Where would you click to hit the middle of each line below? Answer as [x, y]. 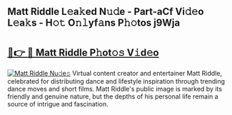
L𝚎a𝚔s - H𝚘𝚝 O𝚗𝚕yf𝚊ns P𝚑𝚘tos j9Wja [94, 23]
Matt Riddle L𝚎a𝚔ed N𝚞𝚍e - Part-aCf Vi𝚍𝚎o [106, 12]
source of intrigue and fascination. [58, 104]
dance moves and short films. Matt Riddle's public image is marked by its [115, 89]
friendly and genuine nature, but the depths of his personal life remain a [113, 96]
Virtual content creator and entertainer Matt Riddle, [147, 73]
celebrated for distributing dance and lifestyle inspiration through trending [116, 81]
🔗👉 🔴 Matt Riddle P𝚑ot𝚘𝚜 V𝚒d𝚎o [83, 52]
